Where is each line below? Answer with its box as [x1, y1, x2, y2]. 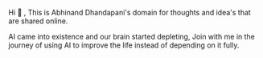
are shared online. [8, 16, 68, 26]
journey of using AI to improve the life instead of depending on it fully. [8, 40, 240, 50]
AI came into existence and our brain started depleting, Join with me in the [8, 32, 255, 41]
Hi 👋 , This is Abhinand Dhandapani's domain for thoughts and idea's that [8, 8, 251, 17]
